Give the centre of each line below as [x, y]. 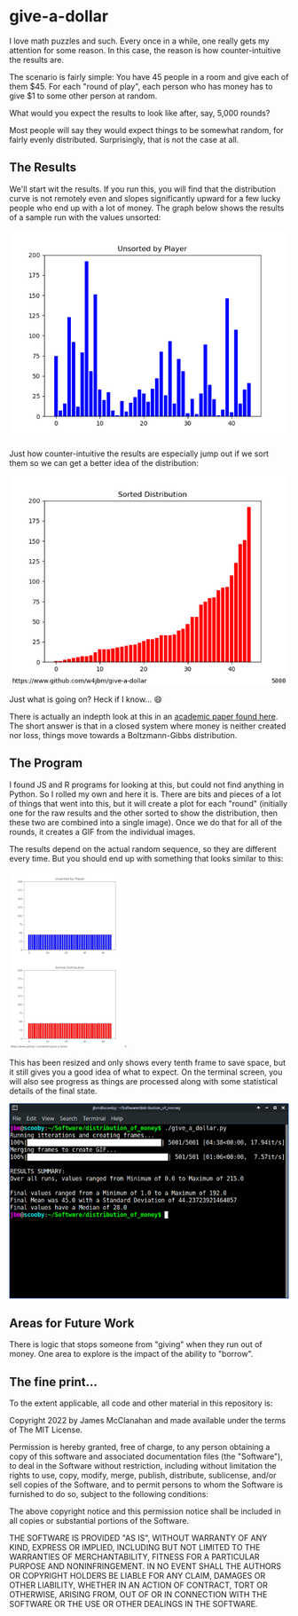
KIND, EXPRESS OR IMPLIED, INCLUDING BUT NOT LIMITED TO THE [135, 1548]
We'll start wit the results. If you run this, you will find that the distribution [143, 189]
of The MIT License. [46, 1430]
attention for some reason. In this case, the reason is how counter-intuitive [145, 50]
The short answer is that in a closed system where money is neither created [148, 726]
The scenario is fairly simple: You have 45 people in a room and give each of [149, 76]
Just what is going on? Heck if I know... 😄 [86, 699]
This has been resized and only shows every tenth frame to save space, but [148, 1062]
